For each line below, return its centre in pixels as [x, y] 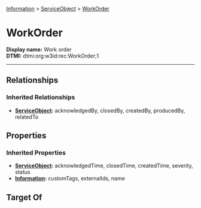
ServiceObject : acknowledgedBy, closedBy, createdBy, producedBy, [100, 110]
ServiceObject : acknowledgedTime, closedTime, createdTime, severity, [104, 166]
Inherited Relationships [41, 97]
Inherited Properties [36, 152]
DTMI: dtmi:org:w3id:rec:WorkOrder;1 [53, 56]
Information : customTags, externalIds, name [70, 179]
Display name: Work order [39, 49]
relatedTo [27, 117]
